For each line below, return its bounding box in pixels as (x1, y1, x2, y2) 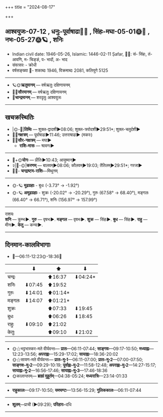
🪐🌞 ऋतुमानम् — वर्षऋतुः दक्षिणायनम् (12, 82, 70, 88)
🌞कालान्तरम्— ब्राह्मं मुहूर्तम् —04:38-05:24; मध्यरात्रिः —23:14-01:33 (12, 373, 128, 379)
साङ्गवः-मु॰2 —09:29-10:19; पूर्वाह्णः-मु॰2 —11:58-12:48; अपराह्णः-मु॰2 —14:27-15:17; (12, 362, 156, 368)
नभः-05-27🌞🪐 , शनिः (5, 36, 64, 44)
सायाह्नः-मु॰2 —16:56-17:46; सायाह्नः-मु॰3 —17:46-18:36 (12, 367, 108, 373)
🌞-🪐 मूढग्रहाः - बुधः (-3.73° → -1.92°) (12, 182, 80, 188)
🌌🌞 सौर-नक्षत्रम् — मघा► (12, 137, 52, 143)
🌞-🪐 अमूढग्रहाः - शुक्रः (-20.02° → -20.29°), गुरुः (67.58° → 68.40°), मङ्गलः (12, 189, 149, 196)
